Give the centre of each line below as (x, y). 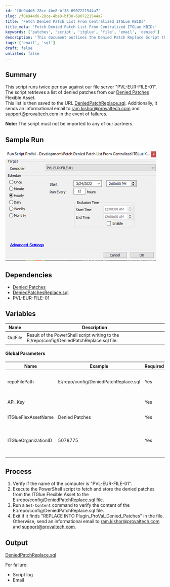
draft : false (19, 48)
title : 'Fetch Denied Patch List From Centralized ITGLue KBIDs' (75, 21)
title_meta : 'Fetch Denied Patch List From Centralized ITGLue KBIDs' (81, 27)
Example (99, 366)
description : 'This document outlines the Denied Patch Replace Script (82, 38)
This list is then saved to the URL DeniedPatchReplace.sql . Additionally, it (81, 103)
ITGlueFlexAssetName (31, 417)
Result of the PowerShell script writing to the (73, 335)
